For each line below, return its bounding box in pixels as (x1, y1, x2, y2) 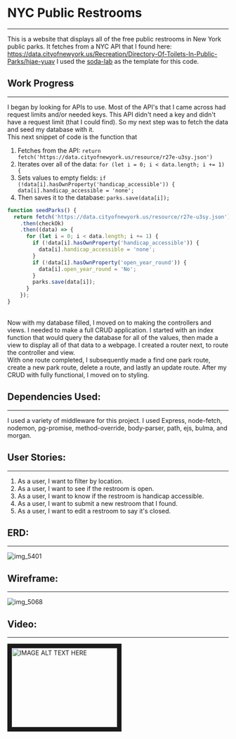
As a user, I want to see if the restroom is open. (17, 484, 155, 492)
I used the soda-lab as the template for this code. (56, 57, 199, 65)
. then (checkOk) (20, 220, 65, 227)
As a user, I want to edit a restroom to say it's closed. (17, 506, 171, 515)
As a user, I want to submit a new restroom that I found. (17, 499, 178, 507)
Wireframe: (7, 573, 58, 584)
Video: (7, 618, 37, 630)
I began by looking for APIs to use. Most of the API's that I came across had (7, 103, 226, 111)
